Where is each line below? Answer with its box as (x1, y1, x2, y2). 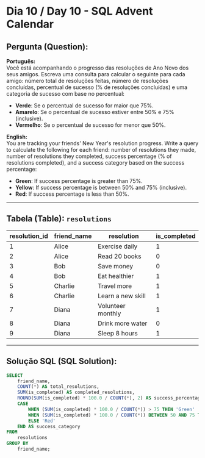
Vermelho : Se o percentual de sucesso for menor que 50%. (15, 121, 166, 129)
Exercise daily (97, 242, 138, 251)
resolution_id (9, 232, 48, 240)
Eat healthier (97, 271, 134, 280)
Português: (6, 58, 35, 65)
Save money (97, 262, 134, 270)
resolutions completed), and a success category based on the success (6, 159, 185, 166)
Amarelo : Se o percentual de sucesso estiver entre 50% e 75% (15, 109, 174, 115)
